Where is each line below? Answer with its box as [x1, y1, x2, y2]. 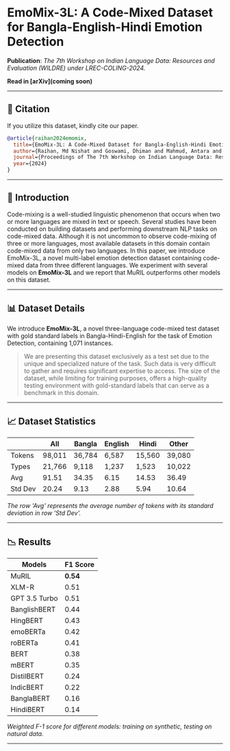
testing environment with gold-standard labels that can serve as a [23, 381, 210, 390]
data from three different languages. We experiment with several [25, 261, 208, 269]
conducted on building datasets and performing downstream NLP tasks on [7, 225, 218, 233]
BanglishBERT [10, 604, 56, 614]
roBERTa [10, 638, 38, 648]
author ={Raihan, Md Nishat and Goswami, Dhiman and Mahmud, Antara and [13, 147, 222, 155]
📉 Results [7, 536, 51, 548]
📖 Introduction [7, 192, 70, 203]
